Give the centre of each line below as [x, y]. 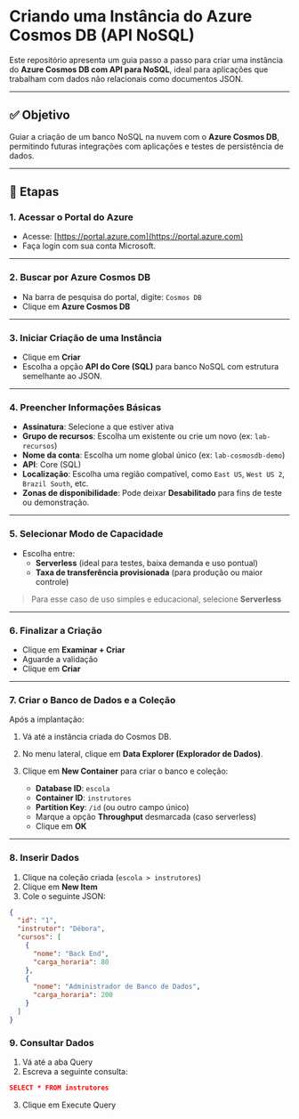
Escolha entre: [48, 553]
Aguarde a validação [60, 659]
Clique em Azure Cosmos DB [76, 306]
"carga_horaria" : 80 [71, 962]
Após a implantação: [47, 719]
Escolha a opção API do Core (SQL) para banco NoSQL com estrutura [150, 367]
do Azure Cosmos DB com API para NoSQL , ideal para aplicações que [139, 69]
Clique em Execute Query [69, 1105]
